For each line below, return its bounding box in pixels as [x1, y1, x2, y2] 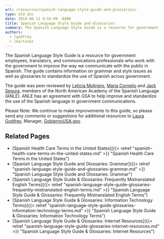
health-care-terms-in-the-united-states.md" [12, 150, 102, 156]
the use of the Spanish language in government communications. [5, 98, 137, 104]
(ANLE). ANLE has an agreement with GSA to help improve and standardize [5, 93, 157, 99]
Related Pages [5, 132, 50, 141]
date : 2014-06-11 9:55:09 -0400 [5, 16, 71, 21]
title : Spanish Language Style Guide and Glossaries [5, 21, 115, 26]
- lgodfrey [9, 35, 32, 40]
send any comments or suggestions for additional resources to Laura [5, 113, 144, 119]
